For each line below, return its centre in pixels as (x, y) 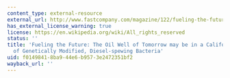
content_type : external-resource (55, 13)
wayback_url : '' (30, 64)
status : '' (23, 39)
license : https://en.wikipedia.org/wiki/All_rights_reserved (96, 32)
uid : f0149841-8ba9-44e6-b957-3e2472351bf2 (70, 58)
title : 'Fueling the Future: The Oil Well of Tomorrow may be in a (105, 45)
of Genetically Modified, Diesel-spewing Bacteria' (89, 52)
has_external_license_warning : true (59, 26)
